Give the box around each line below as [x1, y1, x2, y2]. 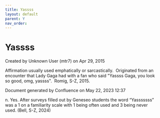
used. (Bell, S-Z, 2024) [5, 107, 51, 113]
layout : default [5, 12, 38, 17]
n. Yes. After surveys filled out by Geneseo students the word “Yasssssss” [5, 97, 155, 103]
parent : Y [5, 16, 25, 21]
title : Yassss [5, 7, 34, 12]
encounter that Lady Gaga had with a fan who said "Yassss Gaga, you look [5, 73, 155, 79]
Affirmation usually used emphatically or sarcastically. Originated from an [5, 68, 154, 73]
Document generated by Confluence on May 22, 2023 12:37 [5, 88, 126, 94]
